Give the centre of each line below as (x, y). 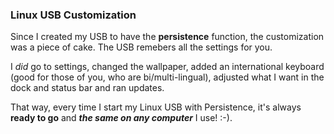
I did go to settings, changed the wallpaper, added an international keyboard (167, 67)
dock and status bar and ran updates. (87, 88)
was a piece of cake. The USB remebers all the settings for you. (141, 47)
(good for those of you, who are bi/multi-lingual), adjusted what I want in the (167, 77)
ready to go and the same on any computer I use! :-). (121, 118)
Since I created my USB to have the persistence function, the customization (167, 37)
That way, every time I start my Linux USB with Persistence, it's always (156, 107)
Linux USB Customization (73, 15)
